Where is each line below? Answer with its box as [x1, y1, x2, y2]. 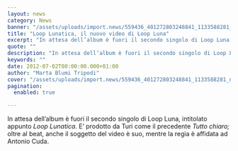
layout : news [7, 10, 46, 18]
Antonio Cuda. [7, 137, 50, 145]
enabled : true [13, 89, 55, 96]
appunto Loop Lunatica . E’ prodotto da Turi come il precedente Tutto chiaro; [7, 122, 230, 131]
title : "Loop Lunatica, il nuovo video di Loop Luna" [7, 30, 170, 37]
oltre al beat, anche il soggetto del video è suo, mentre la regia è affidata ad [7, 130, 228, 138]
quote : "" [7, 43, 37, 50]
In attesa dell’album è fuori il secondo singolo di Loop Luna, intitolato [7, 114, 208, 123]
